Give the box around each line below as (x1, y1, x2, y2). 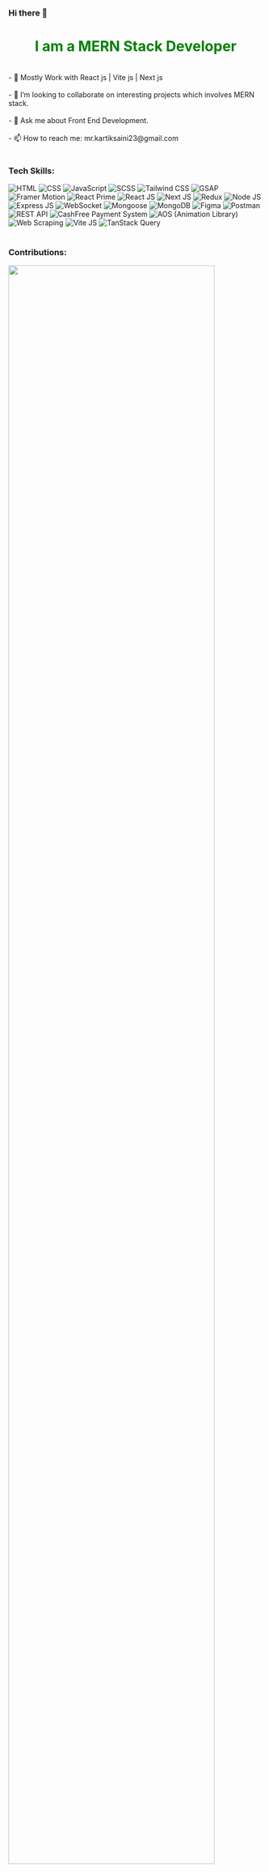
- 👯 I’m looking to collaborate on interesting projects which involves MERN (8, 89, 254, 100)
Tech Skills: (8, 165, 55, 177)
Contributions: (8, 247, 67, 258)
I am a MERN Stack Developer (35, 37, 237, 56)
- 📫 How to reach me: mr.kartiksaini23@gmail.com (8, 133, 179, 143)
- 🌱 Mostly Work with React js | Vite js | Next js (8, 72, 163, 82)
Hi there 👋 (8, 7, 48, 19)
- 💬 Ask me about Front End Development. (8, 115, 149, 125)
